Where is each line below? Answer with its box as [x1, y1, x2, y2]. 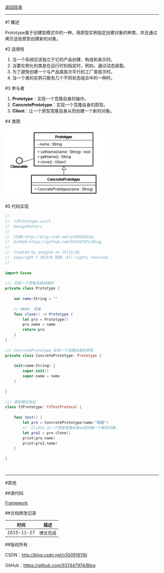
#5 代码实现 [5, 204, 29, 209]
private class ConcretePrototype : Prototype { [5, 353, 102, 358]
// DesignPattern [5, 224, 42, 229]
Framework [5, 500, 28, 505]
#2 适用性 [5, 46, 25, 52]
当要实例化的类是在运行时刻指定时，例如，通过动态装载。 [12, 63, 128, 69]
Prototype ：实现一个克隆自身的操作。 [12, 96, 89, 101]
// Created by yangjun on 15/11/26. [5, 250, 82, 255]
